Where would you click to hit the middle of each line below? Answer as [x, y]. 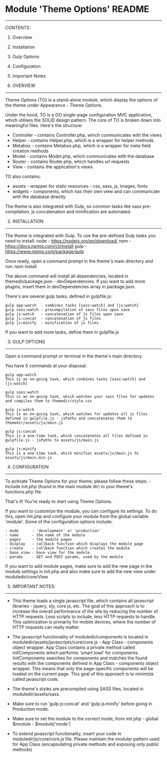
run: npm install [21, 266]
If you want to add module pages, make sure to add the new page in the [79, 566]
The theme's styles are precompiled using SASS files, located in [78, 689]
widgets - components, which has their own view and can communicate [86, 191]
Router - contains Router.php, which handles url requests [71, 161]
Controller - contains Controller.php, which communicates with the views [87, 135]
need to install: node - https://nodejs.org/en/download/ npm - [68, 241]
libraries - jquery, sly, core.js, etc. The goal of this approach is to [79, 606]
